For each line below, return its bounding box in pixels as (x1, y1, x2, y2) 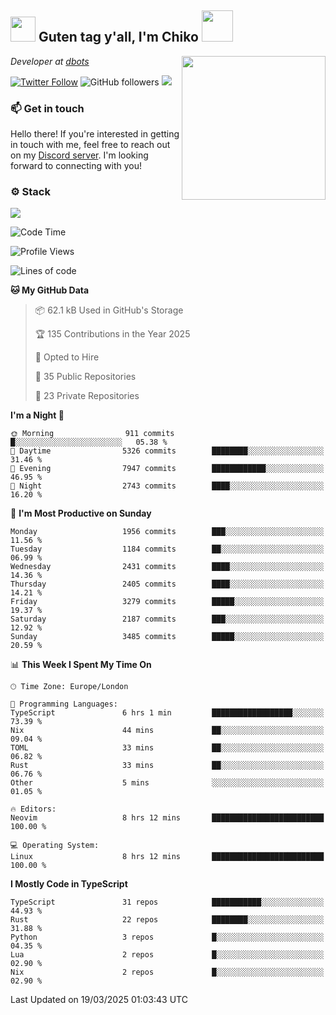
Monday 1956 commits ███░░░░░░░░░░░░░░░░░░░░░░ (10, 527, 325, 537)
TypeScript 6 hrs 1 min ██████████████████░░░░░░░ (10, 708, 325, 718)
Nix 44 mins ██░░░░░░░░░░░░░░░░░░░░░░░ (10, 726, 325, 736)
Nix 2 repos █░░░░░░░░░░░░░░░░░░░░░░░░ (10, 967, 325, 978)
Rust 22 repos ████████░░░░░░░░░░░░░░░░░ (10, 915, 325, 925)
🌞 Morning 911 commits (10, 429, 175, 439)
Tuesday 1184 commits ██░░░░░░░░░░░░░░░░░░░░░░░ (10, 544, 325, 555)
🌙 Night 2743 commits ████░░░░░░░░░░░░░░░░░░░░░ (10, 481, 325, 491)
